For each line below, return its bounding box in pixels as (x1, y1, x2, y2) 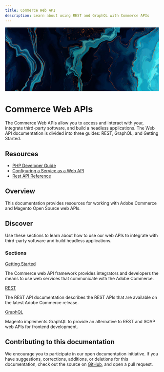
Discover (5, 220, 33, 228)
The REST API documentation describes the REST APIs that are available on (5, 294, 157, 300)
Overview (5, 187, 36, 195)
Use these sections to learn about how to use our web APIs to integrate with (5, 232, 158, 238)
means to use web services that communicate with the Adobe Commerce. (5, 275, 154, 281)
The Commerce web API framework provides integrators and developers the (5, 270, 159, 276)
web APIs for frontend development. (5, 324, 78, 330)
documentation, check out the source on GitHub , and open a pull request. (5, 361, 153, 367)
